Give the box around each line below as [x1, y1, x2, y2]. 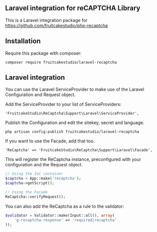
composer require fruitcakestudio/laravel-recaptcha [5, 60, 117, 65]
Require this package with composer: [5, 50, 82, 56]
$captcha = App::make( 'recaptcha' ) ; [5, 176, 81, 181]
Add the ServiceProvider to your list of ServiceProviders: [5, 102, 122, 108]
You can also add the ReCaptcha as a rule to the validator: [5, 203, 125, 209]
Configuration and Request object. [5, 92, 76, 98]
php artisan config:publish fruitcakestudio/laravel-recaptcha [5, 129, 140, 134]
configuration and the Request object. [5, 162, 83, 168]
